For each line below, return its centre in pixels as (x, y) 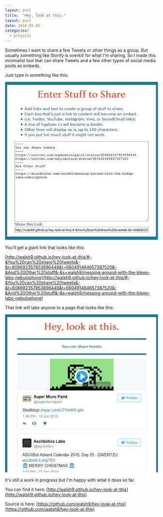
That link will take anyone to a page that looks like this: (59, 307)
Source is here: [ (22, 504)
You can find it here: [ (27, 489)
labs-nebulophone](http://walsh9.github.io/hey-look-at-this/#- (67, 278)
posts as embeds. (23, 66)
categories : (17, 31)
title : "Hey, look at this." (36, 15)
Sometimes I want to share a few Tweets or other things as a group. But (76, 50)
